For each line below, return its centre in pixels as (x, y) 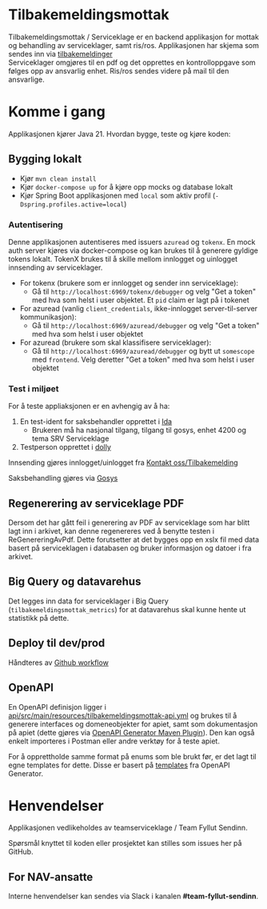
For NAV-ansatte (51, 877)
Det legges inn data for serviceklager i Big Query (89, 601)
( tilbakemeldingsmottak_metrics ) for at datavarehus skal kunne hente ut (127, 609)
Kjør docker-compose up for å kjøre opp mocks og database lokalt (126, 186)
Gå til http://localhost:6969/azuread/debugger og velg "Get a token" (145, 325)
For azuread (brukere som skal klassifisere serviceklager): (116, 342)
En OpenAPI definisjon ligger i (57, 707)
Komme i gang (57, 112)
